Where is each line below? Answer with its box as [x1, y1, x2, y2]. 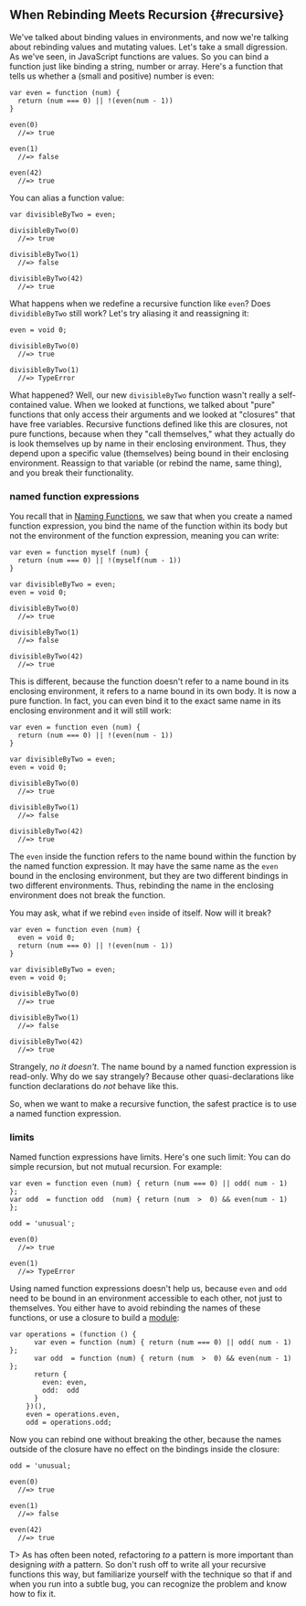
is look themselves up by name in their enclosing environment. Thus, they [9, 438, 287, 449]
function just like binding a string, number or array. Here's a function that [9, 60, 283, 71]
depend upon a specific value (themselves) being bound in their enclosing [9, 447, 290, 458]
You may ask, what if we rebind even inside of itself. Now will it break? [9, 907, 272, 918]
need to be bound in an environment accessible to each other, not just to [9, 1293, 283, 1304]
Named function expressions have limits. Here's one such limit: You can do [9, 1151, 290, 1162]
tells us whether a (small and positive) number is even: [9, 70, 215, 81]
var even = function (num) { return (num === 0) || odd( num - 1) [33, 1338, 292, 1347]
